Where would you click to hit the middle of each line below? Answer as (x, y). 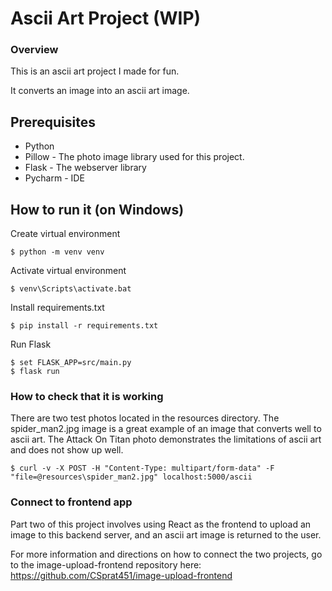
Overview (34, 50)
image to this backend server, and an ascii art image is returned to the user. (166, 534)
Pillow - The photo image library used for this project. (134, 157)
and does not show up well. (67, 450)
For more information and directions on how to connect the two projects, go (166, 554)
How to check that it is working (87, 397)
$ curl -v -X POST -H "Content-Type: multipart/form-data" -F (142, 468)
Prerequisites (53, 122)
